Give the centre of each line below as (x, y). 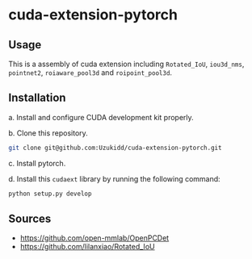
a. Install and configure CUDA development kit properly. (101, 117)
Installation (37, 98)
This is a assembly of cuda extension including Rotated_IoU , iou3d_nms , (126, 64)
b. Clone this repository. (48, 133)
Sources (30, 218)
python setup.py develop (50, 194)
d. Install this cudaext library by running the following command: (114, 178)
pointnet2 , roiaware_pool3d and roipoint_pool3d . (90, 73)
